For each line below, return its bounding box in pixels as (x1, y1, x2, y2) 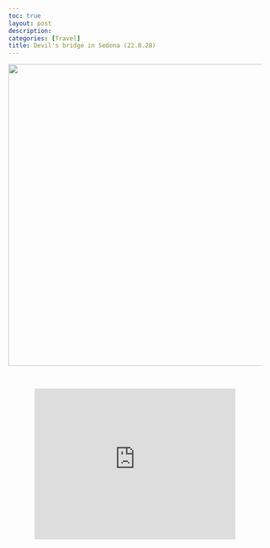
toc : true (8, 11, 42, 20)
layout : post (8, 19, 52, 27)
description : (8, 27, 52, 35)
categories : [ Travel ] (8, 34, 81, 43)
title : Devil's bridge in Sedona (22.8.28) (8, 42, 157, 50)
